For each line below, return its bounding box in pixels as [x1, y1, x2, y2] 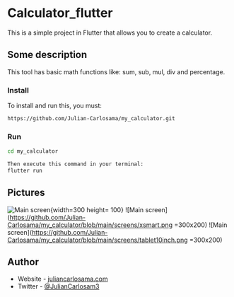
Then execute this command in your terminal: [7, 161, 144, 168]
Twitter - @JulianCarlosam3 [17, 282, 100, 291]
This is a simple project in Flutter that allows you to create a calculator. [7, 28, 213, 37]
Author [7, 256, 39, 268]
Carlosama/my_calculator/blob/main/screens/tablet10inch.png [7, 235, 188, 244]
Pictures [7, 187, 45, 199]
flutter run [7, 167, 42, 174]
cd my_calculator [7, 148, 59, 155]
